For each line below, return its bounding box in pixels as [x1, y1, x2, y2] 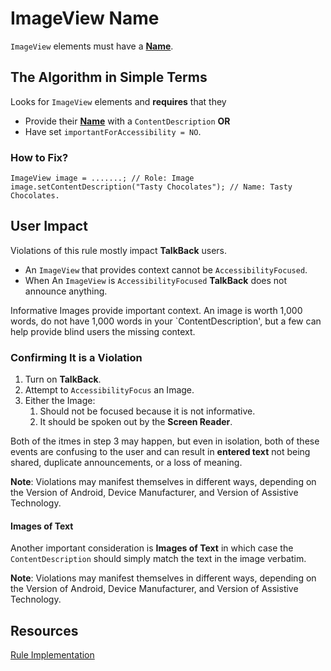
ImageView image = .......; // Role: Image [10, 173, 195, 184]
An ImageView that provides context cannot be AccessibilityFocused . [24, 263, 308, 276]
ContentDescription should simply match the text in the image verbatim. [10, 553, 307, 565]
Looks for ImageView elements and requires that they [10, 95, 227, 107]
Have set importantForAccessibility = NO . [24, 125, 202, 137]
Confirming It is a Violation [10, 350, 143, 364]
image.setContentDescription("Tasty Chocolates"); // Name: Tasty [10, 182, 293, 192]
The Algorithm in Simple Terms [10, 69, 208, 86]
